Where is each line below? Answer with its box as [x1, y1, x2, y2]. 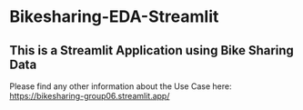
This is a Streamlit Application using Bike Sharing [9, 43, 294, 58]
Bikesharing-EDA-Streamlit [9, 6, 219, 27]
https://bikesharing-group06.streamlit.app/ [9, 91, 170, 101]
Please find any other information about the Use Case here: [9, 81, 232, 92]
